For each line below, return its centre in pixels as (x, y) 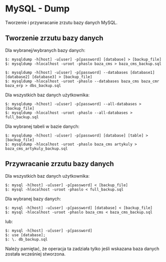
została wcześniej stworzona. (35, 254)
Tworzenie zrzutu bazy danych (54, 38)
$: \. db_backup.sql (27, 239)
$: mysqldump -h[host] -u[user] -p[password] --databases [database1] (80, 72)
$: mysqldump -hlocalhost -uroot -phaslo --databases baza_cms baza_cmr (82, 81)
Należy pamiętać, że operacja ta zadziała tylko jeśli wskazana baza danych (82, 249)
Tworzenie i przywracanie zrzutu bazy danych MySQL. (62, 22)
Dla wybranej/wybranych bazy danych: (45, 50)
